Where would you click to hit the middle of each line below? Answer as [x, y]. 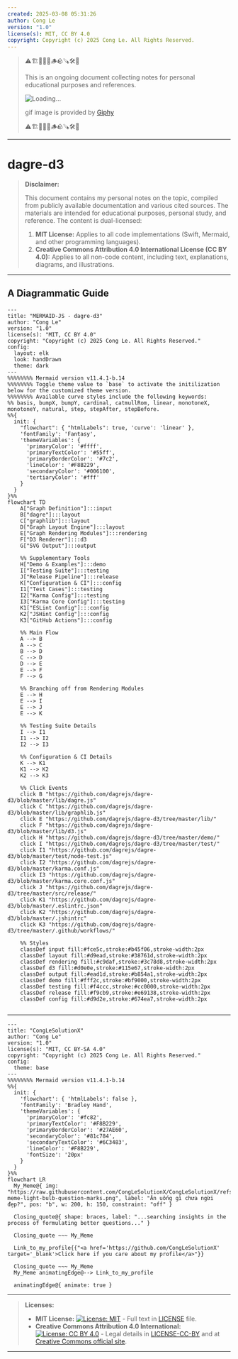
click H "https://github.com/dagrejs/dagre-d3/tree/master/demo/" [120, 837]
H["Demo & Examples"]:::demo [63, 564]
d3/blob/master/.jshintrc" [47, 918]
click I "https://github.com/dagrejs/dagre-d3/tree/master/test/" [120, 844]
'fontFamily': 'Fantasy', [58, 434]
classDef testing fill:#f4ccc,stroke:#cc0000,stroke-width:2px [115, 986]
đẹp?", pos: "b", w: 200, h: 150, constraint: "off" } [90, 1204]
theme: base [32, 1068]
